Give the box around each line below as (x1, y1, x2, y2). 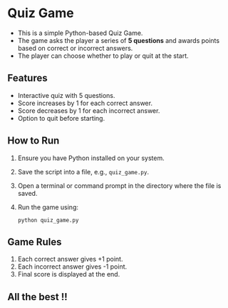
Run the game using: (17, 202, 79, 212)
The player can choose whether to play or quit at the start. (17, 51, 189, 60)
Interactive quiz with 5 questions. (17, 91, 115, 99)
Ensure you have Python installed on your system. (17, 154, 165, 162)
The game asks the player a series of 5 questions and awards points (17, 36, 219, 44)
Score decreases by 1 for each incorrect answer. (17, 106, 160, 115)
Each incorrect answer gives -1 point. (17, 262, 128, 271)
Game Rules (7, 236, 62, 248)
